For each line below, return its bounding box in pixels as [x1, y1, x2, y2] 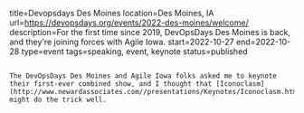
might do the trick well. [9, 95, 107, 104]
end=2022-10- [235, 36, 291, 47]
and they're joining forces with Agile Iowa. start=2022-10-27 [9, 36, 234, 47]
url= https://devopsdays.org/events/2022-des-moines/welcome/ [9, 17, 249, 28]
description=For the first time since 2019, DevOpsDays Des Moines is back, [9, 27, 291, 37]
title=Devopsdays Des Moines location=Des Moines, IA [9, 8, 214, 18]
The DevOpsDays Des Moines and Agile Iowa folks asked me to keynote [9, 71, 278, 80]
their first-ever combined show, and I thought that [9, 80, 213, 89]
